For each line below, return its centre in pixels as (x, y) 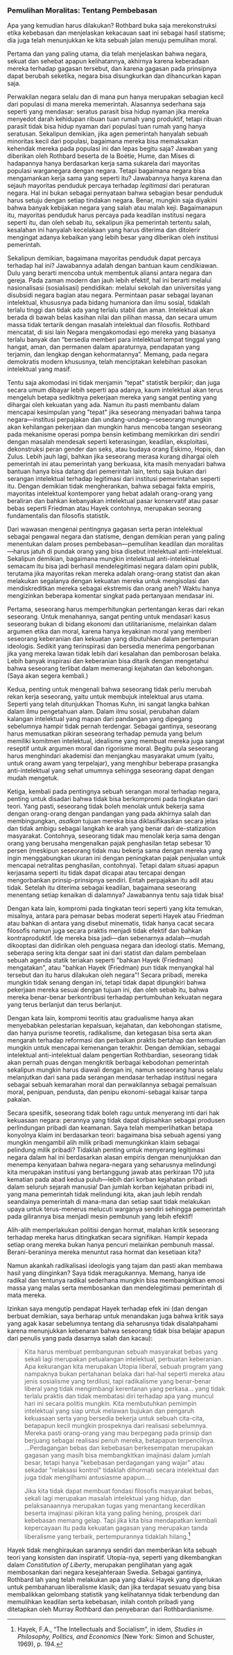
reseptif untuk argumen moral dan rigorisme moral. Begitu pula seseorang (113, 749)
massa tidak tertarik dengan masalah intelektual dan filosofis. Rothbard (109, 325)
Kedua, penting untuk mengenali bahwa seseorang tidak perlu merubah (110, 689)
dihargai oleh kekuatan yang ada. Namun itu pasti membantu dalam (103, 405)
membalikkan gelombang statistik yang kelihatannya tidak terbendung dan (113, 1594)
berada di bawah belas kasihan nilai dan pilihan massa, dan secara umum (112, 317)
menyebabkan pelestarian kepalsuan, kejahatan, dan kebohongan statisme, (115, 1026)
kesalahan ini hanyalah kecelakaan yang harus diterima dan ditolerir (104, 230)
